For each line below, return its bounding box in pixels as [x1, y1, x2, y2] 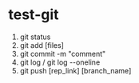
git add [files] [19, 40, 64, 49]
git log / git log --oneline [19, 57, 101, 67]
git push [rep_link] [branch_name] [19, 65, 132, 75]
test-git [8, 6, 59, 24]
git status [19, 32, 51, 41]
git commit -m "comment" [19, 49, 106, 58]
